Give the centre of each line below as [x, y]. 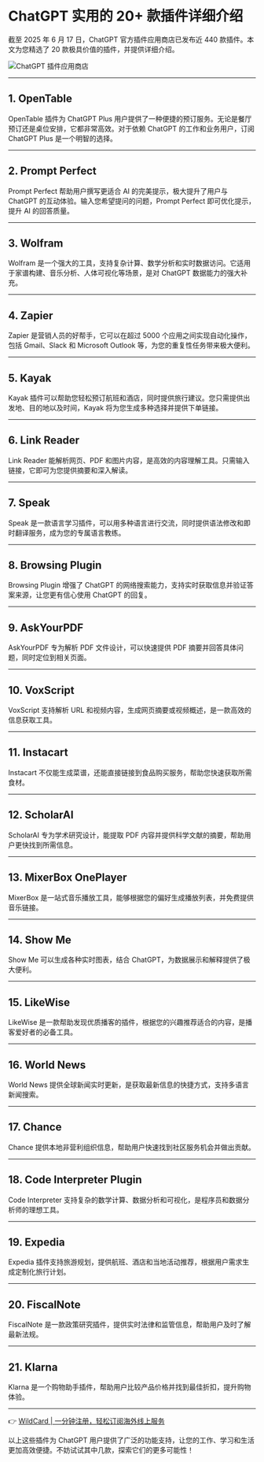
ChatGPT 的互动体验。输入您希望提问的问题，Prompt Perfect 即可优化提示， [132, 201]
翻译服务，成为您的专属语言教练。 [70, 532]
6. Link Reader [44, 441]
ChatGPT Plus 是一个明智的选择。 [63, 138]
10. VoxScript [41, 690]
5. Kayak [30, 378]
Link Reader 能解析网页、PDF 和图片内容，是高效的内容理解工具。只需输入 [129, 460]
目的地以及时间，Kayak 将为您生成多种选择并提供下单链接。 [126, 408]
